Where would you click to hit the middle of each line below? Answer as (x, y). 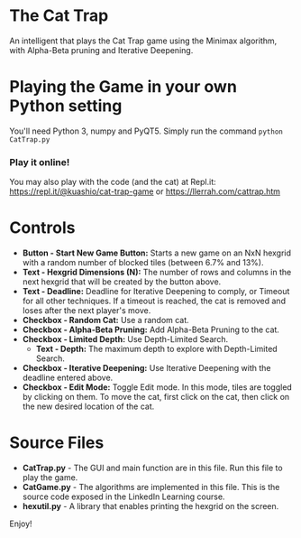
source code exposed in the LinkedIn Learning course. (123, 496)
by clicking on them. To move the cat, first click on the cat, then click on (156, 397)
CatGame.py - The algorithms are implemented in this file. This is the (151, 487)
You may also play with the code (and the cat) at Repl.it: (113, 182)
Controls (42, 228)
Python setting (66, 106)
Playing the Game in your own (123, 87)
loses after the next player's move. (87, 311)
